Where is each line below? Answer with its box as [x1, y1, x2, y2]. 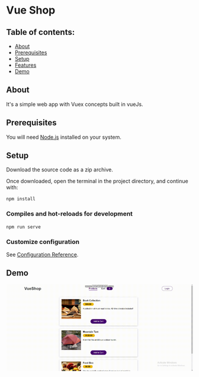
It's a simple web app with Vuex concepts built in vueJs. [6, 100, 143, 108]
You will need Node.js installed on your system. [6, 134, 121, 141]
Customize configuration [6, 238, 80, 246]
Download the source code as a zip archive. [6, 166, 114, 173]
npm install [6, 196, 36, 202]
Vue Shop [6, 4, 56, 17]
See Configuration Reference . [6, 251, 79, 258]
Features [14, 61, 37, 69]
